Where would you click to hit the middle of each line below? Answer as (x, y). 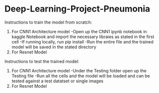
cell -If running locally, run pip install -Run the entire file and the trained (82, 41)
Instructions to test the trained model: (42, 61)
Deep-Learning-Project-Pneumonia (77, 9)
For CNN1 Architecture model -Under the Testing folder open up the (79, 70)
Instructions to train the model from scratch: (48, 22)
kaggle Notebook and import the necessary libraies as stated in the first (83, 37)
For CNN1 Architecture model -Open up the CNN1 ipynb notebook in (79, 31)
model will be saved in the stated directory (54, 47)
